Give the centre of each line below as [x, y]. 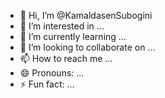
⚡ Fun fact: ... [47, 84]
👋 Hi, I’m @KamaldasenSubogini [86, 15]
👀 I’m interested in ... [62, 26]
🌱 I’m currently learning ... [73, 36]
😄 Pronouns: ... [52, 73]
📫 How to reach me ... [66, 58]
